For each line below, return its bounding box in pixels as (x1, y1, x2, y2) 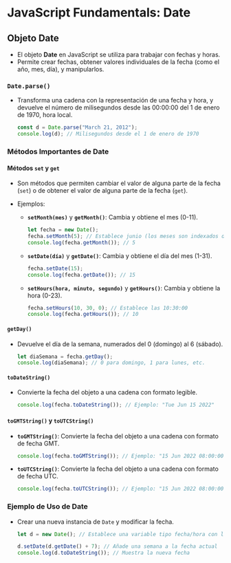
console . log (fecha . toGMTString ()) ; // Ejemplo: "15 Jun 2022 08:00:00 (16, 452, 224, 459)
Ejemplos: (16, 200, 45, 208)
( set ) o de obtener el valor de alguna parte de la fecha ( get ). (16, 187, 188, 195)
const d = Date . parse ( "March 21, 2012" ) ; (16, 124, 138, 131)
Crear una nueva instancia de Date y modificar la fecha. (16, 518, 174, 526)
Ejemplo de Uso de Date (7, 502, 88, 511)
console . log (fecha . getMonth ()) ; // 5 (27, 239, 136, 246)
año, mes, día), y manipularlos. (16, 65, 104, 73)
